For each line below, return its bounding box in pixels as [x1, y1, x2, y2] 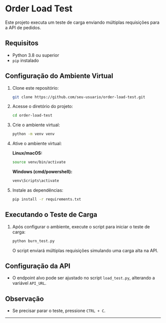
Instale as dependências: [12, 187, 63, 193]
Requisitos [5, 39, 39, 48]
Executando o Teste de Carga [5, 211, 98, 219]
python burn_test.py [12, 238, 55, 243]
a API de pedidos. [5, 24, 41, 30]
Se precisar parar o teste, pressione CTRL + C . [12, 308, 106, 314]
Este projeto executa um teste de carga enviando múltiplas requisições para [5, 19, 160, 25]
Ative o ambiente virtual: [12, 141, 62, 147]
